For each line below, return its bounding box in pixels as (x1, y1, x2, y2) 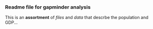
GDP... (5, 19, 18, 25)
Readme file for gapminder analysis (5, 4, 91, 10)
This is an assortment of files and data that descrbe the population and (5, 15, 149, 20)
